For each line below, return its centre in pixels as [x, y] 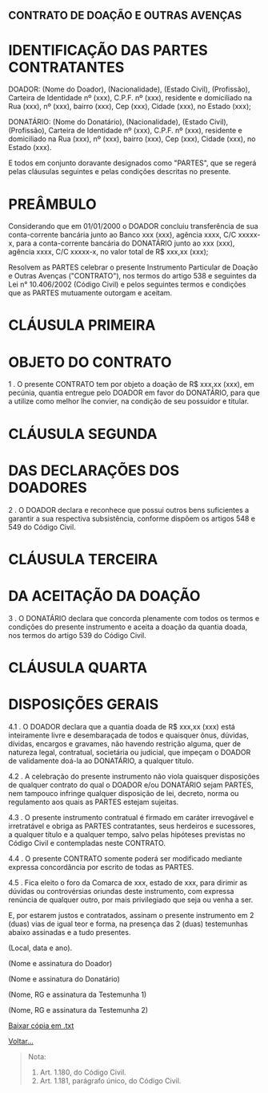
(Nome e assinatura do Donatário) [64, 979]
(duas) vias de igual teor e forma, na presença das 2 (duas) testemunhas [128, 924]
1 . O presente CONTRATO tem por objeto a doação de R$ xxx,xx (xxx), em [131, 384]
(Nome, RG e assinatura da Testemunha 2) [78, 1010]
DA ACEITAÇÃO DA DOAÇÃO [104, 596]
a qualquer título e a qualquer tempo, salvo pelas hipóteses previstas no [127, 834]
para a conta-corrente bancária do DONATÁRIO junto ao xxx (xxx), [125, 243]
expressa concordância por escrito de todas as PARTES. [101, 867]
